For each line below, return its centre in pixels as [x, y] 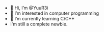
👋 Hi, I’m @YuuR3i [29, 8]
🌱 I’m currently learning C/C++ [42, 19]
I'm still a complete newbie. [39, 24]
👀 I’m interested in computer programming [55, 13]
